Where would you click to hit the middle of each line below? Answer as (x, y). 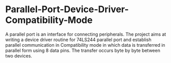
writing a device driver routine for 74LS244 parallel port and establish (78, 40)
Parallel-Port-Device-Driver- (67, 9)
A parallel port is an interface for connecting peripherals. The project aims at (86, 34)
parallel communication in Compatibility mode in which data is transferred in (85, 45)
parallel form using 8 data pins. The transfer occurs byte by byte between (83, 50)
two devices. (19, 56)
